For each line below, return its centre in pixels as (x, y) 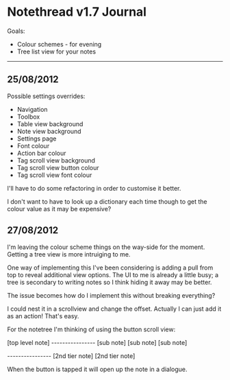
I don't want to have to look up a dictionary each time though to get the (107, 201)
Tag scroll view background (56, 160)
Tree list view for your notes (56, 51)
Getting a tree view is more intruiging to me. (69, 254)
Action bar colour (41, 153)
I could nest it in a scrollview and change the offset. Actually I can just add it (114, 309)
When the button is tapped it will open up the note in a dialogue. (97, 369)
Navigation (32, 109)
